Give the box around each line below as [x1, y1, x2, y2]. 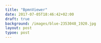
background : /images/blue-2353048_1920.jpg [5, 21, 97, 26]
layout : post [5, 26, 32, 31]
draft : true [5, 16, 30, 21]
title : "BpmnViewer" [5, 7, 48, 12]
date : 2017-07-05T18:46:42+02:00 [5, 12, 74, 17]
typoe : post [5, 30, 30, 35]
